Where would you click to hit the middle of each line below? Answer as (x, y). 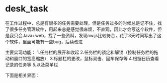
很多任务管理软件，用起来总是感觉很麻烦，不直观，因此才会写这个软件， (83, 29)
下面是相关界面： (23, 75)
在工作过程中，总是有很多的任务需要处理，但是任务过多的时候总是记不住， (81, 23)
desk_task (27, 9)
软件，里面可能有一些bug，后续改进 (46, 41)
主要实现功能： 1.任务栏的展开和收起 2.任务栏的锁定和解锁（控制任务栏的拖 (82, 52)
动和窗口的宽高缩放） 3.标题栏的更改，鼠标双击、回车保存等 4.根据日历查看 (82, 58)
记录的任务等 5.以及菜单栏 (32, 65)
